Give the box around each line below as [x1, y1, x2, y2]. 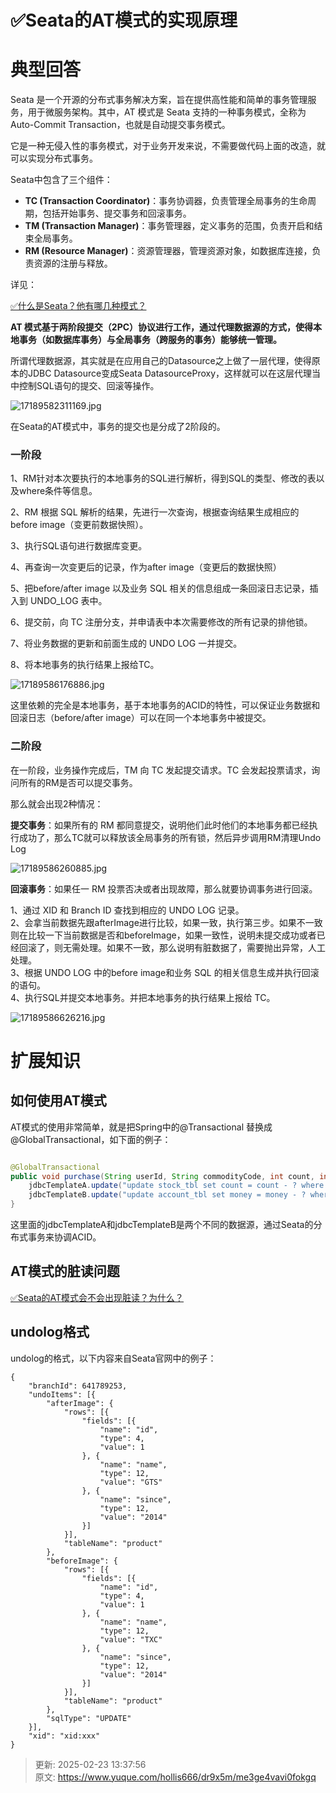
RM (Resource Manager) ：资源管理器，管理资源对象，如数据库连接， [24, 245, 313, 257]
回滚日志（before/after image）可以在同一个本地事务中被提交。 [10, 712, 272, 724]
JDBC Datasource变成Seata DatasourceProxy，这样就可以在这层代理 [27, 367, 313, 380]
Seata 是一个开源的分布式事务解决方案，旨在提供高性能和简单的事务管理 [10, 94, 308, 106]
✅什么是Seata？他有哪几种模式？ [10, 300, 147, 312]
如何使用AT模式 [10, 1092, 107, 1110]
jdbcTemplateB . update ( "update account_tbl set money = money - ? [28, 1190, 307, 1200]
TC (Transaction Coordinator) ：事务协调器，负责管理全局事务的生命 [24, 195, 308, 207]
